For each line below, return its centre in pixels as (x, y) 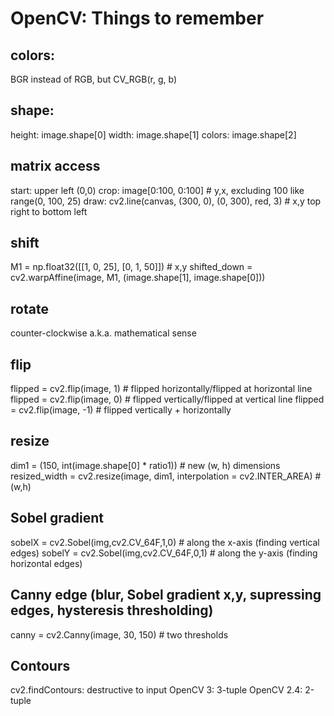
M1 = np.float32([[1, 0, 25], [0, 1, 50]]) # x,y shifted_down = (131, 267)
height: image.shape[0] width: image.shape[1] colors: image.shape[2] (153, 134)
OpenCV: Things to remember (137, 18)
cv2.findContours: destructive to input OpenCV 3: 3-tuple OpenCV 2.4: (156, 690)
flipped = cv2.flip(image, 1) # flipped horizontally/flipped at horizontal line (161, 389)
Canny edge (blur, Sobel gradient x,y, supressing (166, 595)
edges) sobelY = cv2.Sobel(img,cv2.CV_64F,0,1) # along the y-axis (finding (164, 553)
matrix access (55, 166)
